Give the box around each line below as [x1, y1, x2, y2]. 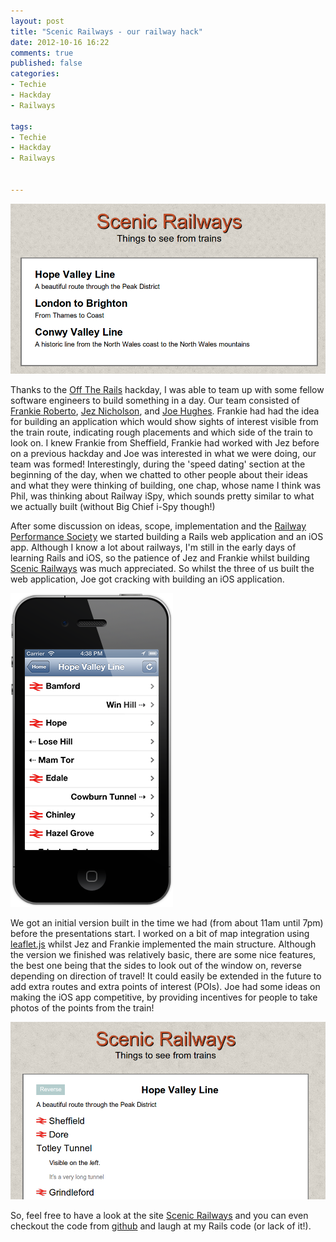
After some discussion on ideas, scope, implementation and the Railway [10, 520, 307, 532]
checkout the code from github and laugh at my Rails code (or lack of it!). [10, 1220, 312, 1232]
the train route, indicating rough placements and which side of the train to [10, 426, 313, 438]
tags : [10, 121, 33, 132]
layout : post [10, 16, 65, 26]
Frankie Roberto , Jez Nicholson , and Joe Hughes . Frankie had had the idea [10, 405, 320, 417]
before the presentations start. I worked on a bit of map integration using [10, 927, 310, 939]
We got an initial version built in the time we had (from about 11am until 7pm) [10, 916, 324, 929]
